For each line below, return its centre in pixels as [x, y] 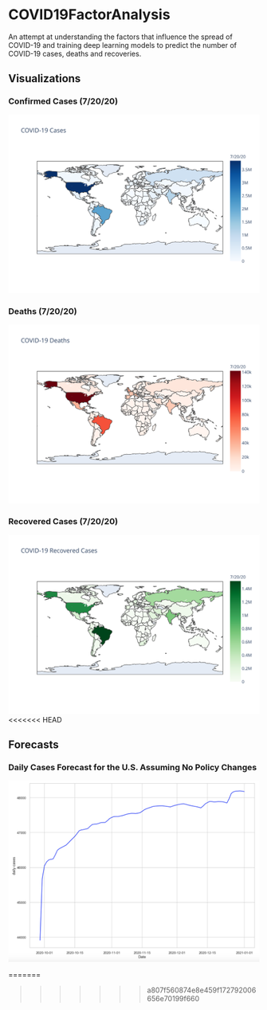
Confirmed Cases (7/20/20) [63, 101]
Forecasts [33, 744]
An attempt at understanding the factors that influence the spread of [120, 37]
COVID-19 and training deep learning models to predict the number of [123, 45]
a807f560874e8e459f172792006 [202, 990]
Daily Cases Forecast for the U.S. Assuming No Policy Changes [133, 767]
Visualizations [45, 78]
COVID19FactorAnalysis [89, 15]
